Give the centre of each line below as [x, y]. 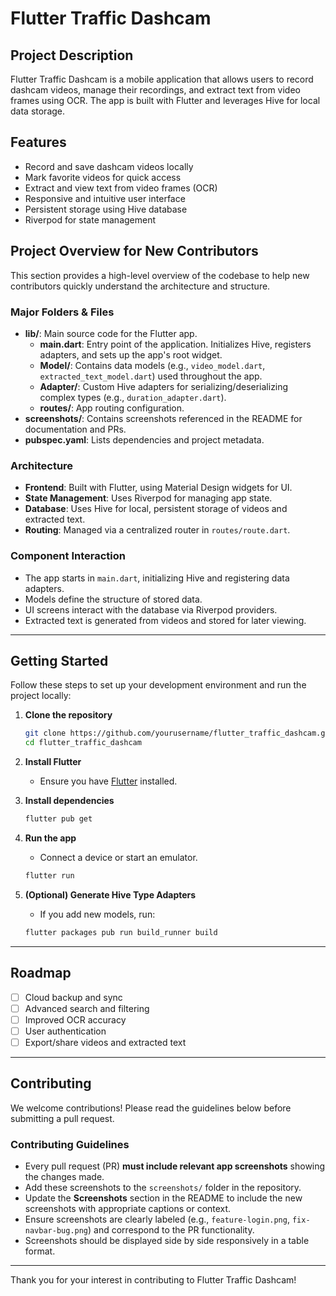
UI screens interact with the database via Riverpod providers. [151, 609]
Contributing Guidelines [70, 1144]
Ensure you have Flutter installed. [108, 781]
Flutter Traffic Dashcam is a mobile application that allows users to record [162, 79]
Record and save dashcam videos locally [109, 166]
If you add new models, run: [97, 914]
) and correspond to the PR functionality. [171, 1229]
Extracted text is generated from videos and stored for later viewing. [165, 620]
